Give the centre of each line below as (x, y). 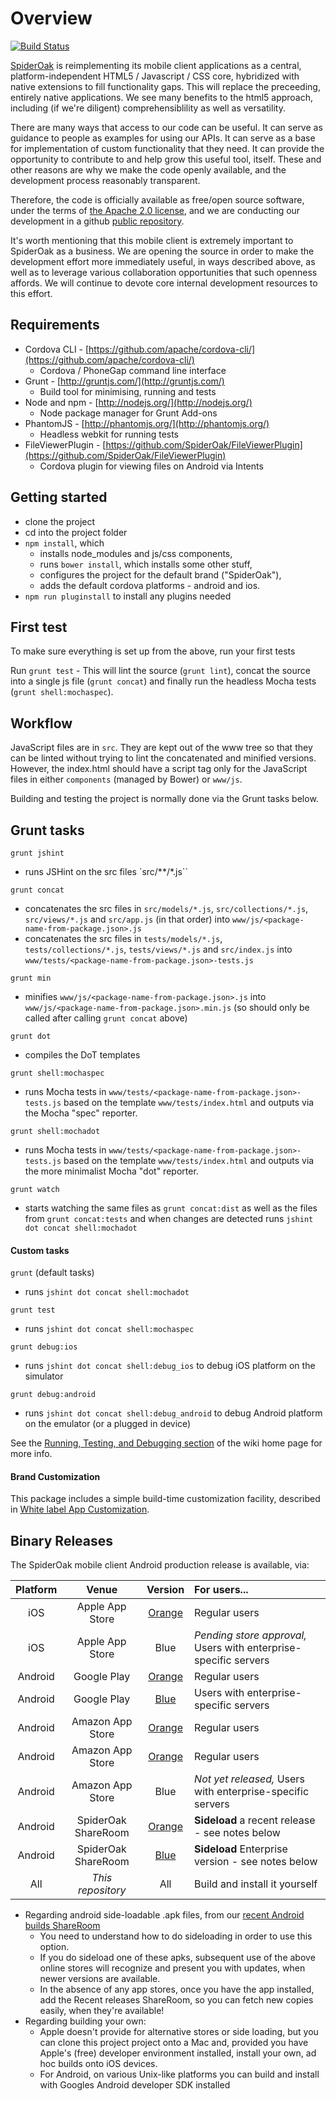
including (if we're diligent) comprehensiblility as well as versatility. (148, 108)
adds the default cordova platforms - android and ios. (150, 585)
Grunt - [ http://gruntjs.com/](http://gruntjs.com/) (124, 381)
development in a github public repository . (97, 221)
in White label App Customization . (80, 1509)
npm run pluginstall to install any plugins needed (128, 596)
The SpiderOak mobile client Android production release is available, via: (160, 1565)
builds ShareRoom (62, 1926)
